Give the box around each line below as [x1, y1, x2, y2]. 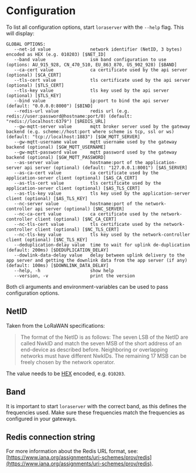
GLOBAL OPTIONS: [6, 41, 46, 47]
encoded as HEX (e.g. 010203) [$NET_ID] [6, 51, 107, 57]
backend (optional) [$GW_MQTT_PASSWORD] [6, 154, 107, 160]
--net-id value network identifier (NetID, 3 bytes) [13, 46, 183, 52]
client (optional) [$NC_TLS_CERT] [35, 226, 119, 232]
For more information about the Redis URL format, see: [6, 448, 138, 455]
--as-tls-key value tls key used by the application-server [13, 190, 191, 196]
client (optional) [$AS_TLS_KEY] [6, 195, 88, 201]
